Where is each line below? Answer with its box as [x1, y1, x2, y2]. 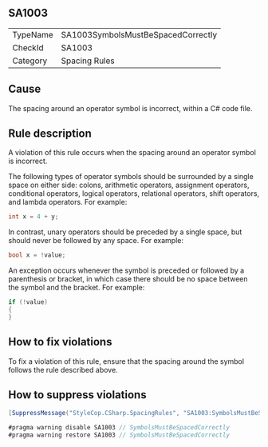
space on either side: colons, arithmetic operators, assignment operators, [8, 180, 250, 190]
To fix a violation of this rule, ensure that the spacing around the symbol [8, 356, 245, 366]
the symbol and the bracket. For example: [8, 283, 145, 293]
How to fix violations [8, 335, 112, 349]
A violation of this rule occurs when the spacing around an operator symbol [8, 148, 257, 158]
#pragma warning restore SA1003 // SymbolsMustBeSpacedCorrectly [8, 431, 230, 439]
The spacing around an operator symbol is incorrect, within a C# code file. [8, 103, 253, 113]
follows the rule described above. [8, 365, 118, 374]
